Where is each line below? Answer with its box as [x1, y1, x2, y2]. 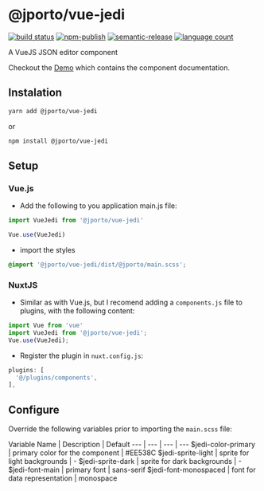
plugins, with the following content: [19, 306, 135, 316]
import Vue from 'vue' [8, 321, 83, 330]
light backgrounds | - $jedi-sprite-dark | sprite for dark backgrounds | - [8, 457, 243, 466]
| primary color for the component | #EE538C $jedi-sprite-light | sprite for [8, 448, 250, 458]
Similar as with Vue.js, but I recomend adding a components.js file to [19, 297, 243, 308]
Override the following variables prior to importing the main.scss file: [8, 424, 233, 434]
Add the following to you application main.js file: [19, 201, 177, 210]
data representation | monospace [8, 473, 118, 483]
